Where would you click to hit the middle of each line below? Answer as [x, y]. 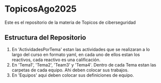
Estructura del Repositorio [45, 38]
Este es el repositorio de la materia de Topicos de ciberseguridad [70, 22]
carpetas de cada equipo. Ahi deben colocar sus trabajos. [70, 70]
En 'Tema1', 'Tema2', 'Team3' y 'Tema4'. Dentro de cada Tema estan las [84, 65]
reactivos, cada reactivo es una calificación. [56, 60]
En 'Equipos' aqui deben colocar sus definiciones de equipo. [73, 75]
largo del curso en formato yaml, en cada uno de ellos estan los [76, 54]
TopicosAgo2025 [41, 9]
